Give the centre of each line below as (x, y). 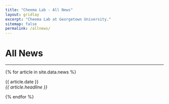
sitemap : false (21, 24)
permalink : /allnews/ (28, 29)
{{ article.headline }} (26, 87)
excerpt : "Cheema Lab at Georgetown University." (58, 19)
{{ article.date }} (22, 82)
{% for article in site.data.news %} (41, 72)
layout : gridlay (22, 15)
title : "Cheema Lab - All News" (39, 10)
